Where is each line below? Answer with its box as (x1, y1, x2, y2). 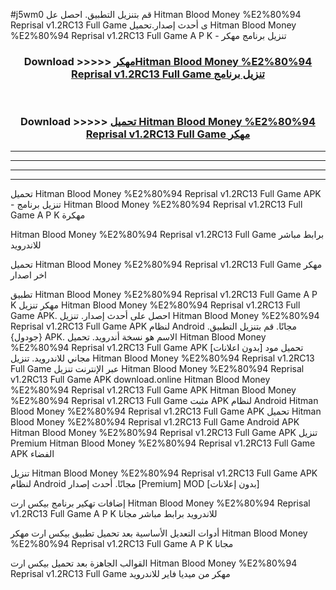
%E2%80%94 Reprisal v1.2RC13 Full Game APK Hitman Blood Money (10, 384, 297, 396)
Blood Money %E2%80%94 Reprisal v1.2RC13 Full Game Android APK (10, 415, 300, 428)
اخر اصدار (10, 269, 47, 281)
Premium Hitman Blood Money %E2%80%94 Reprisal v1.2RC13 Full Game (10, 437, 316, 449)
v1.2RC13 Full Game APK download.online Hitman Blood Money (10, 373, 271, 385)
